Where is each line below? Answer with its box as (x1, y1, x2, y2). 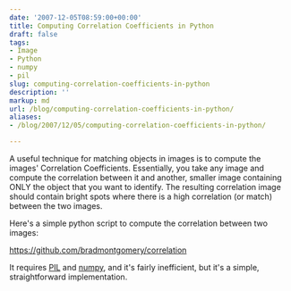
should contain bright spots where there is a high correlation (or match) (9, 191, 273, 202)
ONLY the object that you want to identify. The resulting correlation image (9, 182, 282, 192)
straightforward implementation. (9, 271, 128, 282)
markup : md (9, 96, 50, 105)
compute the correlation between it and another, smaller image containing (9, 172, 282, 183)
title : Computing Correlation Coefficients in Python (9, 21, 215, 30)
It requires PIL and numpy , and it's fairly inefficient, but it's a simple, (9, 262, 260, 272)
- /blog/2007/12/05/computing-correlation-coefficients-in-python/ (9, 121, 267, 130)
